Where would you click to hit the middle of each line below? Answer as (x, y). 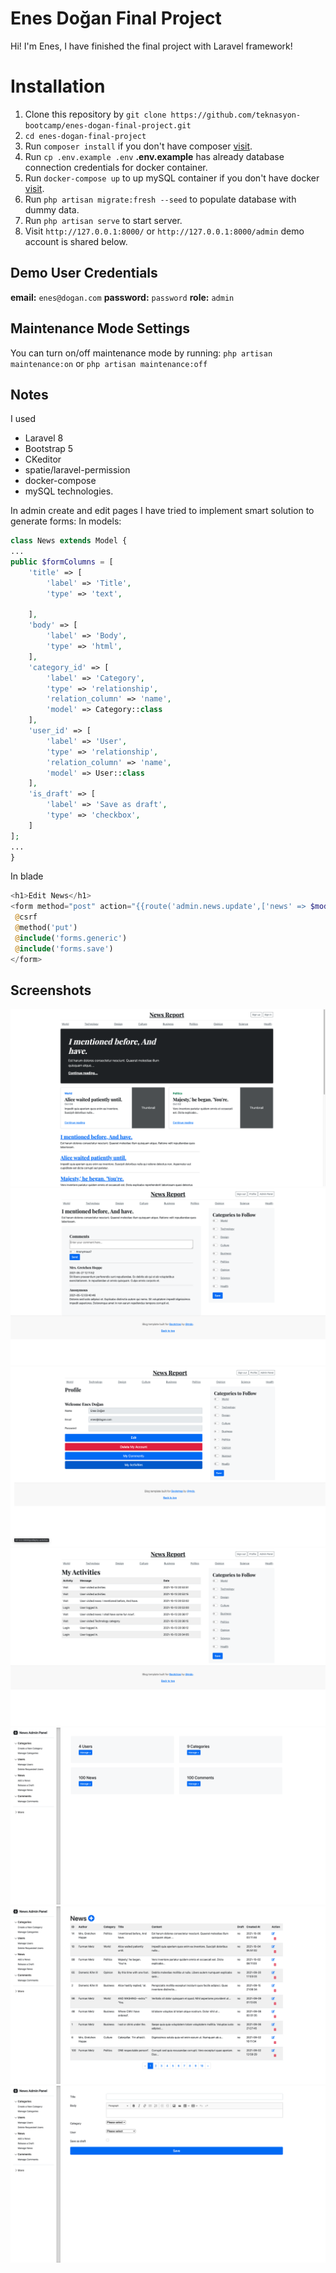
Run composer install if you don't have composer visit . (138, 146)
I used (23, 419)
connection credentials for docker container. (116, 167)
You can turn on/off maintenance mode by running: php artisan (141, 353)
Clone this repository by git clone (95, 114)
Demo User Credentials (84, 273)
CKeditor (43, 459)
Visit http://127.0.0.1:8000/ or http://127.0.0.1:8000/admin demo (164, 231)
